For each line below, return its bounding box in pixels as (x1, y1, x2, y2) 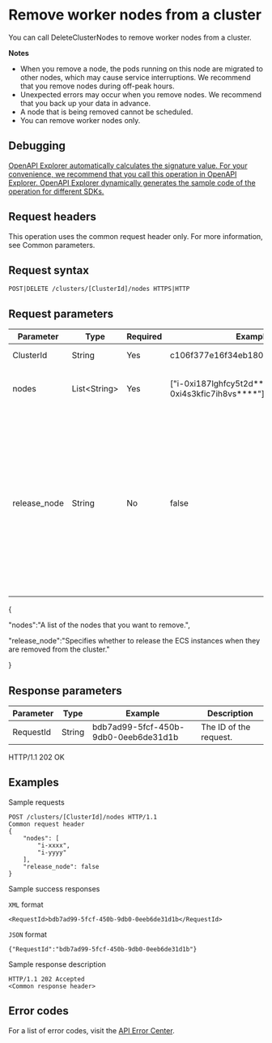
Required (126, 331, 163, 342)
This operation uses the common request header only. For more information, (8, 231, 263, 241)
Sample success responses (8, 883, 100, 893)
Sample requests (8, 797, 65, 807)
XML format (8, 900, 44, 909)
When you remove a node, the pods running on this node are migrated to (19, 63, 263, 74)
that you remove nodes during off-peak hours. (19, 81, 175, 91)
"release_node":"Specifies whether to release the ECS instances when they (8, 636, 261, 646)
